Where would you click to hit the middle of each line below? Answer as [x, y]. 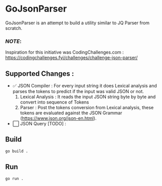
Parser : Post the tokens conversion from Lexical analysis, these [87, 108]
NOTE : [13, 41]
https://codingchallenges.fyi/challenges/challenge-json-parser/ [71, 58]
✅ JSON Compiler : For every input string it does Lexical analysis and [85, 86]
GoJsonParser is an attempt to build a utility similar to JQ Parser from [77, 23]
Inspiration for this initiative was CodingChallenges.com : [65, 52]
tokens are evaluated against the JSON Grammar [71, 113]
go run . [14, 178]
